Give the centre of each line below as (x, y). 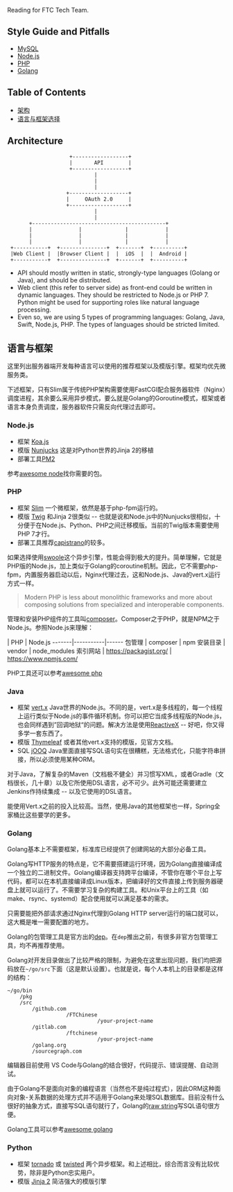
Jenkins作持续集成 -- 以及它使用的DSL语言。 (71, 792)
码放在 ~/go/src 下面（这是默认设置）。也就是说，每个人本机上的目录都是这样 (115, 969)
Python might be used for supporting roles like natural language (108, 303)
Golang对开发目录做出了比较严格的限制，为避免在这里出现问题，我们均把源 (114, 960)
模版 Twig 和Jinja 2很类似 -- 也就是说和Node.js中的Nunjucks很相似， (116, 516)
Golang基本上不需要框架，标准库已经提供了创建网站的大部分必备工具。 (109, 849)
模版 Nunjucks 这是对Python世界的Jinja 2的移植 (85, 450)
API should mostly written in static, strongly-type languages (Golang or (119, 273)
